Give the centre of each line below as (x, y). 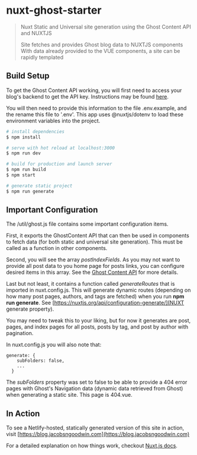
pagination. (20, 333)
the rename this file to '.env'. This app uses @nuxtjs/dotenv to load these (95, 114)
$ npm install (24, 137)
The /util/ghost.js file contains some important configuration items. (87, 224)
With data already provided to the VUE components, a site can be (100, 50)
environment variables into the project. (53, 121)
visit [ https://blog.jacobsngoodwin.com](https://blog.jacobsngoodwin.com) (98, 434)
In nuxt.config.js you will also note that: (54, 345)
